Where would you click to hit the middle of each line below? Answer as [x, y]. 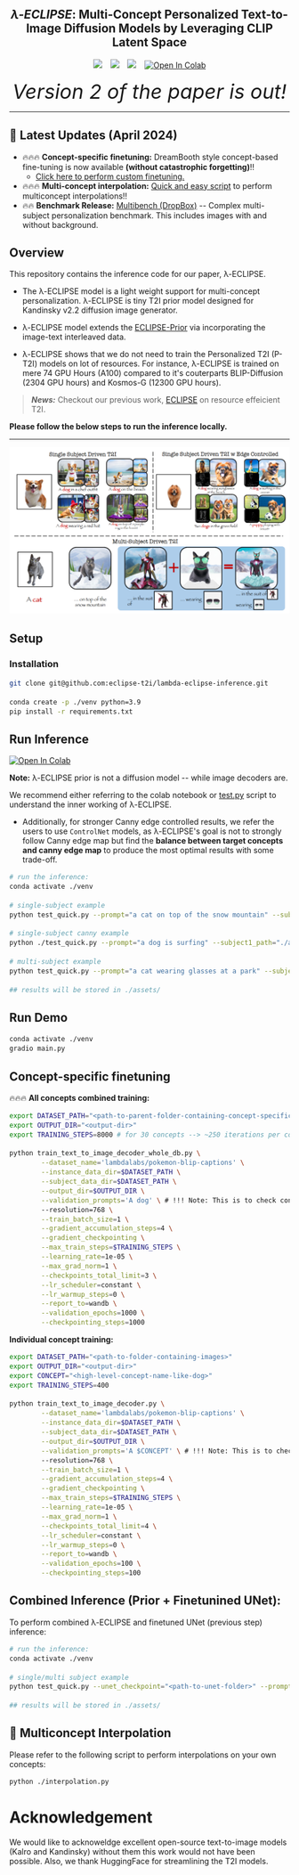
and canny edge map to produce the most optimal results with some [148, 851]
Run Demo [39, 1018]
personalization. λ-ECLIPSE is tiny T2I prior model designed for [138, 301]
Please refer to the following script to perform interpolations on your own [143, 1755]
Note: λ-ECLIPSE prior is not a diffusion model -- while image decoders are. [149, 778]
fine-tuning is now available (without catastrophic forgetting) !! [138, 167]
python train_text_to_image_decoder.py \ [87, 1404]
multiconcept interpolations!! [74, 196]
